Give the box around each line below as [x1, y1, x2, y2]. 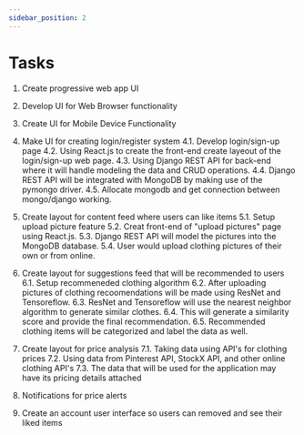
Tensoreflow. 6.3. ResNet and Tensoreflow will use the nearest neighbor [21, 297, 292, 308]
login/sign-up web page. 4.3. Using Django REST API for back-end [21, 155, 272, 166]
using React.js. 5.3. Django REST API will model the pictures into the [21, 230, 277, 241]
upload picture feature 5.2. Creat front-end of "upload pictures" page [21, 220, 282, 232]
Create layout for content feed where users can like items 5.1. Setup [21, 211, 276, 222]
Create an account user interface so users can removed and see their [21, 407, 283, 419]
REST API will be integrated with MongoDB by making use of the [21, 174, 263, 185]
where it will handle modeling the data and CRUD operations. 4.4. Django [21, 165, 296, 176]
